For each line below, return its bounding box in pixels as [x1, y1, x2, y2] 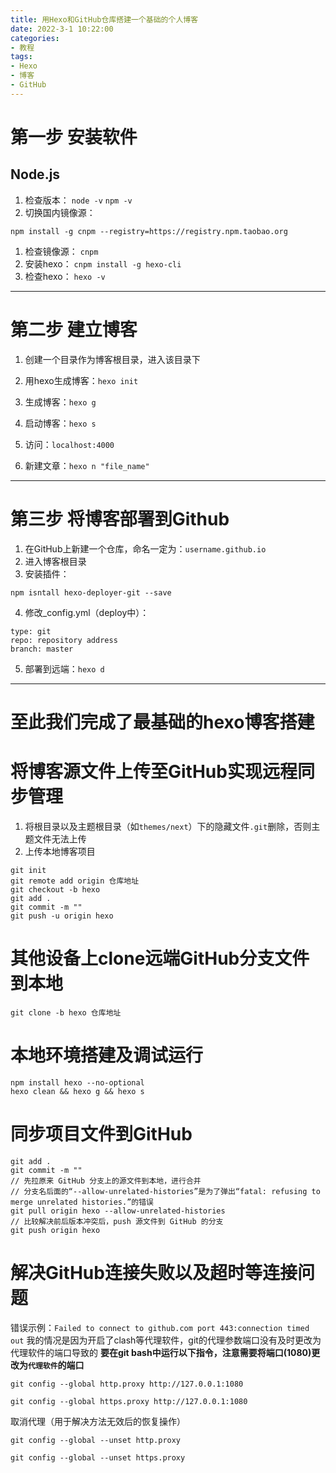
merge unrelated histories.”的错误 [10, 1197, 154, 1207]
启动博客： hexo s [24, 417, 97, 429]
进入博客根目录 [24, 555, 87, 567]
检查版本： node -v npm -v [24, 194, 133, 206]
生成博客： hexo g [24, 396, 97, 408]
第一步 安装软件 [10, 126, 138, 148]
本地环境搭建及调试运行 [10, 1044, 204, 1066]
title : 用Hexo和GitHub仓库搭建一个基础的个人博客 [10, 14, 199, 25]
